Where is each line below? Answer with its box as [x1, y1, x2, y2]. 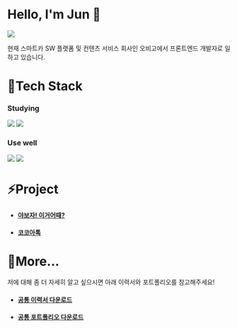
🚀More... [7, 254, 60, 270]
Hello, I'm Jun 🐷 [7, 6, 101, 23]
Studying [7, 103, 40, 113]
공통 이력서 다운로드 [17, 295, 73, 304]
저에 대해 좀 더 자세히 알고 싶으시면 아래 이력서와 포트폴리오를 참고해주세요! [7, 278, 215, 286]
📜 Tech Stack [7, 78, 83, 94]
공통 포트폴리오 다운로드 [17, 313, 84, 322]
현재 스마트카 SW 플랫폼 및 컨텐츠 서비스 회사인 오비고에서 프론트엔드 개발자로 [7, 44, 224, 52]
